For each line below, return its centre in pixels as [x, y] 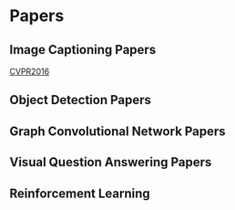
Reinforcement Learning [80, 193]
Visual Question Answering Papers [111, 162]
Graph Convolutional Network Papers [117, 131]
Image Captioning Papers [83, 50]
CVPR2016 [30, 71]
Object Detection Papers [81, 100]
